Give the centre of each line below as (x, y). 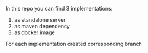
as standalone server (40, 20)
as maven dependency (42, 26)
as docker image (34, 32)
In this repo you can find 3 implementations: (59, 9)
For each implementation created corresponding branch (74, 44)
